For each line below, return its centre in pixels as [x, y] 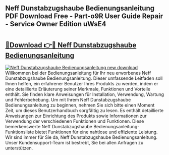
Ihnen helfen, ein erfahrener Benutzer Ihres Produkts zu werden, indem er [82, 84]
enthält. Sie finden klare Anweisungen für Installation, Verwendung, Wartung [85, 94]
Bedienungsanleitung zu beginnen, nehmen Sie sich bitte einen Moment [80, 105]
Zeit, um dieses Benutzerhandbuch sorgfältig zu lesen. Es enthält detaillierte [84, 110]
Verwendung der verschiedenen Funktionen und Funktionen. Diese [75, 121]
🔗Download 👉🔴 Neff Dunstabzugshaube [71, 45]
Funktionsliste [20, 132]
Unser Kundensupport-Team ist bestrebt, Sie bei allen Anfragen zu [74, 143]
